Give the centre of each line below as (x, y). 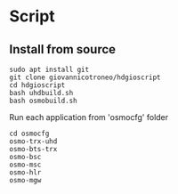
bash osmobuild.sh (43, 101)
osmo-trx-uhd (33, 141)
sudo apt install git (49, 69)
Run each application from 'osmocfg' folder (89, 117)
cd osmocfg (29, 133)
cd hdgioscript (37, 85)
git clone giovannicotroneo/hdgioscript (85, 77)
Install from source (63, 49)
